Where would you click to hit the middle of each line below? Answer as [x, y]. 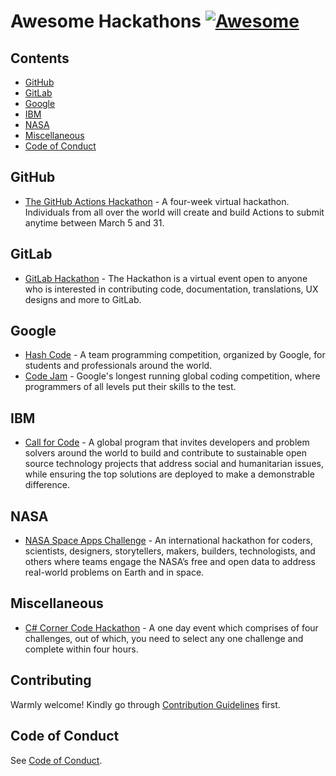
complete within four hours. [81, 649]
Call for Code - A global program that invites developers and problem [167, 442]
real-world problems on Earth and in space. [114, 572]
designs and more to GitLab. [83, 299]
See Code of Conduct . [56, 760]
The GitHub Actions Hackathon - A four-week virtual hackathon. [157, 201]
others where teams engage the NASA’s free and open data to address [170, 562]
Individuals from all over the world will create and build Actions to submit [174, 212]
